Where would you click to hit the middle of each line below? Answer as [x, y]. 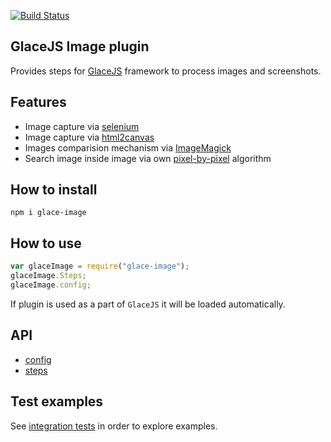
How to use [46, 243]
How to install [54, 190]
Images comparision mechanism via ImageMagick [128, 147]
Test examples [57, 401]
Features [38, 102]
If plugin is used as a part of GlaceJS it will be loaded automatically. [148, 304]
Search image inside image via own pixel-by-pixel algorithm [148, 158]
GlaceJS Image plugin [80, 46]
